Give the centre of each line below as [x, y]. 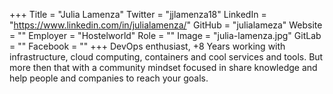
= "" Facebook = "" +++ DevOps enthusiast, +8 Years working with [147, 46]
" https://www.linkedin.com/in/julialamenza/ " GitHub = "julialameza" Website [166, 25]
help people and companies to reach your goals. [109, 78]
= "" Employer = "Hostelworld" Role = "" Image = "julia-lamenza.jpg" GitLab [165, 35]
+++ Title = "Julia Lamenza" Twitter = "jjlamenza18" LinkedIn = [138, 14]
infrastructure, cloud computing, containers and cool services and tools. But [166, 57]
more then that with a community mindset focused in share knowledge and [163, 67]
